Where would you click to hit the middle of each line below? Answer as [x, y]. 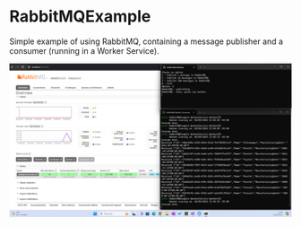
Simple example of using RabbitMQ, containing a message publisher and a [146, 41]
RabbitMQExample [80, 17]
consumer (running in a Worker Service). [84, 50]
